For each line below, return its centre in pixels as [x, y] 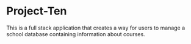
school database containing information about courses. [76, 34]
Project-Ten [37, 11]
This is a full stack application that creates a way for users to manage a [96, 28]
